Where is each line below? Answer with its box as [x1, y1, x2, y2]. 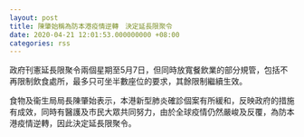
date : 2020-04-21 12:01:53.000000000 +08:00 [9, 30, 180, 39]
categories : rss [9, 38, 71, 48]
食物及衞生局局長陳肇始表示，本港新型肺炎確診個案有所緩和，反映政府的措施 [9, 95, 295, 106]
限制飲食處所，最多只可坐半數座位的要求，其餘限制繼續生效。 [16, 76, 247, 87]
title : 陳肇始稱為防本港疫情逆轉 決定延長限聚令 [9, 22, 173, 31]
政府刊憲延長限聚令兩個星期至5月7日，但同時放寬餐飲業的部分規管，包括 [9, 64, 280, 75]
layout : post [9, 13, 59, 23]
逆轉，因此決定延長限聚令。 [33, 118, 137, 129]
